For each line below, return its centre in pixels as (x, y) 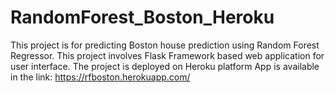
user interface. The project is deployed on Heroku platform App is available (165, 66)
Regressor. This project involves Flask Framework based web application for (167, 55)
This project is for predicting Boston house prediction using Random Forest (165, 45)
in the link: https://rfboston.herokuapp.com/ (100, 77)
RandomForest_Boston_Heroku (142, 17)
